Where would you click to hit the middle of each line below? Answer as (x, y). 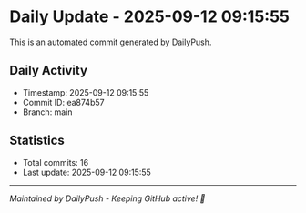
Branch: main (47, 112)
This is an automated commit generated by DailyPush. (111, 42)
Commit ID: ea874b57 (63, 102)
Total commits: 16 (56, 162)
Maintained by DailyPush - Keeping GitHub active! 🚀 (107, 198)
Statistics (37, 141)
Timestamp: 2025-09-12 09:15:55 (86, 92)
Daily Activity (49, 71)
